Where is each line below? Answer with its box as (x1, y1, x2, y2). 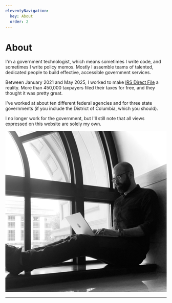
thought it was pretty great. (5, 90, 63, 97)
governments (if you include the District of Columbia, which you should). (5, 105, 159, 112)
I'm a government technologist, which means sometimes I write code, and (5, 59, 161, 65)
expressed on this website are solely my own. (5, 121, 101, 127)
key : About (10, 13, 33, 19)
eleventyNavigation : (5, 8, 50, 13)
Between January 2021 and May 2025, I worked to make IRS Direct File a (5, 79, 159, 85)
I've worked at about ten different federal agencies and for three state (5, 100, 153, 106)
